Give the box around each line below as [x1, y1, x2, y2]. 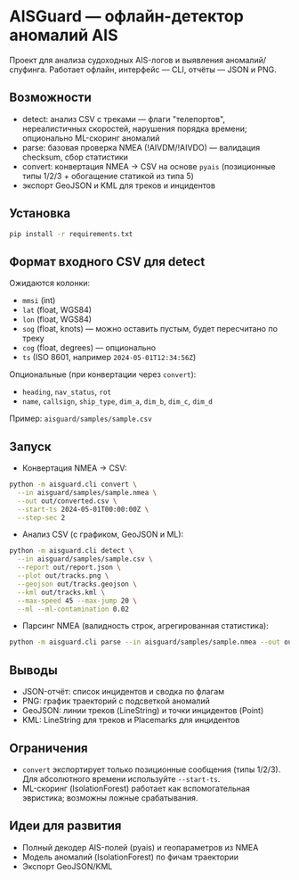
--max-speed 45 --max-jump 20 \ [17, 596, 138, 605]
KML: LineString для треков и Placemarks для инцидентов [21, 715, 240, 726]
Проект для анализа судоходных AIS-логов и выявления [9, 54, 224, 65]
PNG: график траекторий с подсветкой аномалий [21, 695, 211, 706]
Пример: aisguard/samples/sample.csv [9, 413, 153, 424]
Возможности [9, 90, 92, 105]
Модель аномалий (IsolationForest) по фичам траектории [21, 851, 238, 862]
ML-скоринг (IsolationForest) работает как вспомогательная [21, 783, 251, 794]
